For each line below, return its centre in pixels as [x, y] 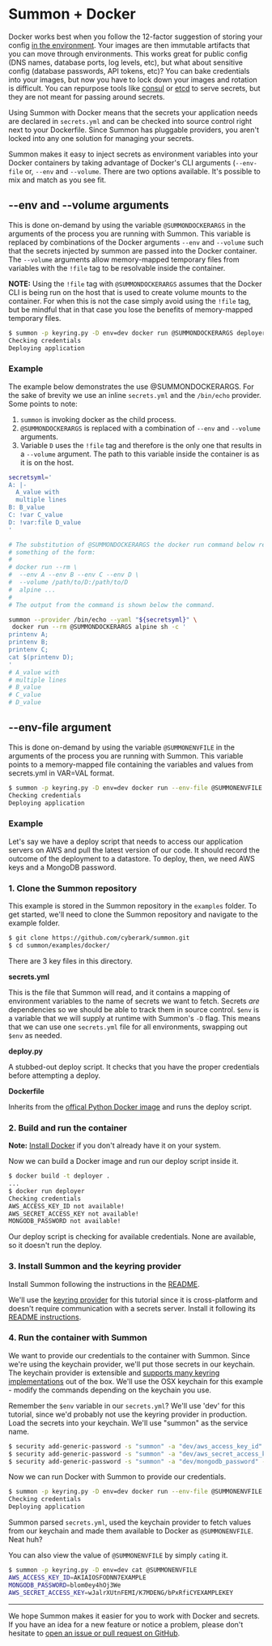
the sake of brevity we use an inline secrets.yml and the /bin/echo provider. [135, 395]
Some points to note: [43, 404]
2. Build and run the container [68, 1127]
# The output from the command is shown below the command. [112, 605]
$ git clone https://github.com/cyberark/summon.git [99, 938]
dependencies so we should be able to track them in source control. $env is [134, 1009]
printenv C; [28, 650]
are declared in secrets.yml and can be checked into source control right [130, 121]
